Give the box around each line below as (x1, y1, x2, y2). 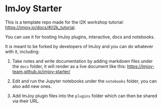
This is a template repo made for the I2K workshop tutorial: (5, 19, 124, 25)
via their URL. (12, 98, 40, 104)
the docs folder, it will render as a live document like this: (12, 63, 126, 69)
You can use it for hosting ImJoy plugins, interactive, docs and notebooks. (5, 34, 155, 40)
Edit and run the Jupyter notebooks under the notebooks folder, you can (12, 78, 157, 84)
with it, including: (5, 49, 40, 54)
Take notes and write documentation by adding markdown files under (12, 58, 153, 64)
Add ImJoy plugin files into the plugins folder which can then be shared (12, 93, 158, 99)
